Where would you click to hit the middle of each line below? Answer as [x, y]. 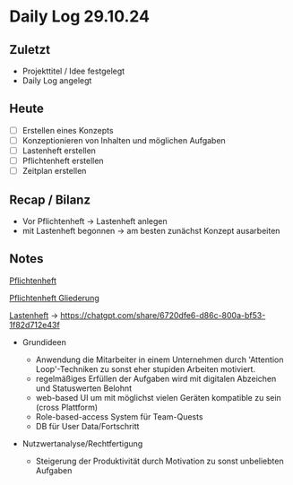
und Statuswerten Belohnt [84, 388]
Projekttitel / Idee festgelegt [73, 71]
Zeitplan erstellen [54, 171]
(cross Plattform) [67, 407]
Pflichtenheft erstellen [63, 160]
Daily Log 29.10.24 [80, 17]
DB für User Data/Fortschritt [87, 426]
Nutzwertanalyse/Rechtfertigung [82, 443]
